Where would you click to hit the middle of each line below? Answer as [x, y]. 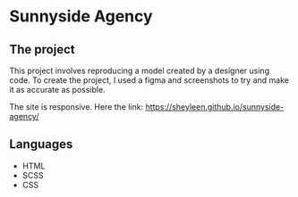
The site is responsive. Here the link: [77, 107]
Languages [41, 144]
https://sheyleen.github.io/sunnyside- [215, 107]
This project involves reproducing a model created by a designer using [140, 70]
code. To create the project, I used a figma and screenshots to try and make [149, 80]
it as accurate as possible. [57, 90]
